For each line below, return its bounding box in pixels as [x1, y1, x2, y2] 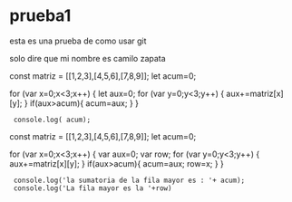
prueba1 [9, 5, 72, 26]
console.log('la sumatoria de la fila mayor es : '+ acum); [13, 176, 246, 185]
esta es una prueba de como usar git [9, 35, 147, 46]
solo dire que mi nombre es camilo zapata [9, 53, 166, 63]
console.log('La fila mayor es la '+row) [13, 183, 172, 193]
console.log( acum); [13, 115, 92, 124]
